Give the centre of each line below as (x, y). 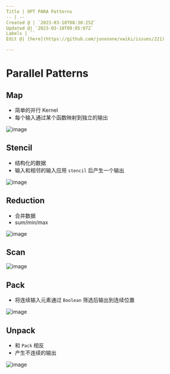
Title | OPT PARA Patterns (39, 12)
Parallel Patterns (47, 74)
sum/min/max (31, 222)
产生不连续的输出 (35, 353)
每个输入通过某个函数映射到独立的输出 (61, 118)
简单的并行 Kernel (36, 110)
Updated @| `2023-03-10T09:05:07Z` (50, 28)
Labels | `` (21, 34)
